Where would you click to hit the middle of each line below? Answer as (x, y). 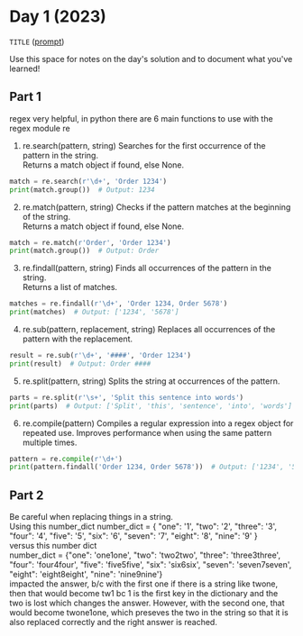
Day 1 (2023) (58, 17)
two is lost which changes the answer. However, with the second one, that (147, 603)
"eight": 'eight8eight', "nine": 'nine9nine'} (86, 575)
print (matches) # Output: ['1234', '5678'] (94, 313)
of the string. (46, 216)
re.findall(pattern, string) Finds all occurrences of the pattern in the (147, 268)
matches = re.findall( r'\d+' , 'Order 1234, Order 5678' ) (119, 304)
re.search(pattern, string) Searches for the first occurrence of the (144, 145)
